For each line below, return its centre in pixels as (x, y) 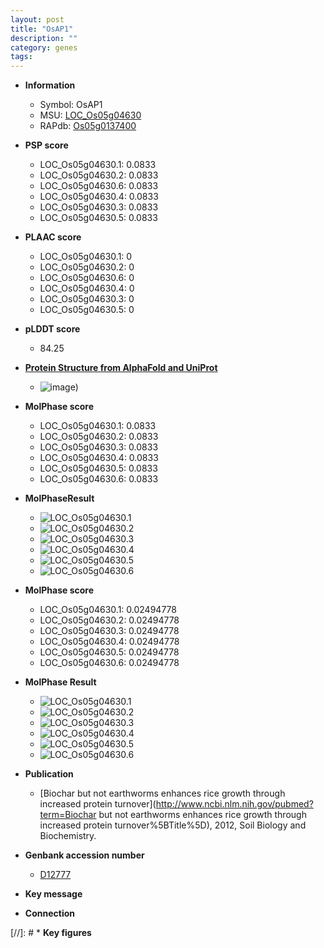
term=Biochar (68, 815)
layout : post (37, 19)
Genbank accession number (84, 855)
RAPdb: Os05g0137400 (88, 126)
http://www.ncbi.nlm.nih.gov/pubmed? (234, 804)
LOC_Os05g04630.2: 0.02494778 (109, 620)
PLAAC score (53, 237)
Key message (53, 894)
